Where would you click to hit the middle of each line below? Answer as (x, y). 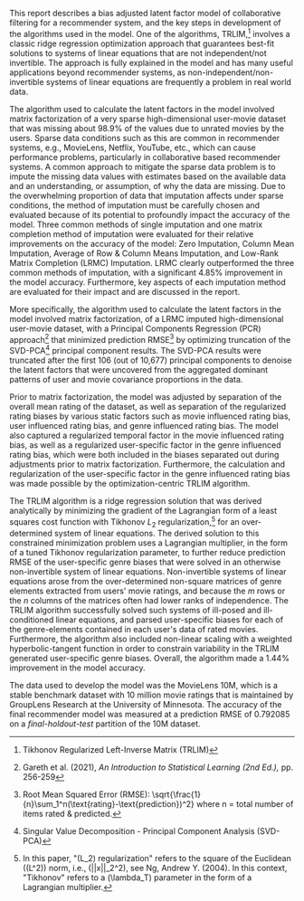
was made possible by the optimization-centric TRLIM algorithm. (130, 483)
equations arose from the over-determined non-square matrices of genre (146, 582)
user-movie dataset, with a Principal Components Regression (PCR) (135, 328)
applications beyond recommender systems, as (98, 72)
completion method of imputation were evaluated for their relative (132, 233)
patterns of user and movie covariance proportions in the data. (126, 379)
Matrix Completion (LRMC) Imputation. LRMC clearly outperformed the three (152, 262)
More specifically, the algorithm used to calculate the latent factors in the (146, 309)
